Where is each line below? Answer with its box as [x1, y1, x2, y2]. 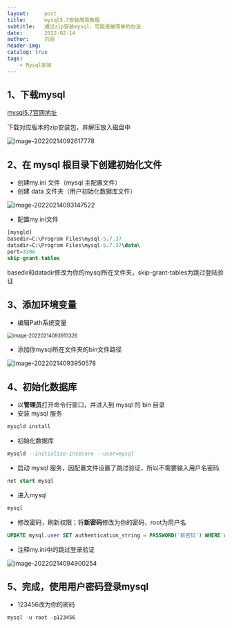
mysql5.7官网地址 [7, 109, 57, 117]
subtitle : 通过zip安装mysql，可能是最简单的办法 [7, 23, 142, 30]
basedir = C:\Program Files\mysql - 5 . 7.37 [7, 236, 122, 243]
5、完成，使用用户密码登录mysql [7, 581, 149, 593]
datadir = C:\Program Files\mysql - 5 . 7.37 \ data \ [7, 242, 140, 249]
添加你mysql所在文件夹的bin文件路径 [17, 345, 122, 353]
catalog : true [7, 49, 48, 56]
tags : [7, 55, 23, 62]
